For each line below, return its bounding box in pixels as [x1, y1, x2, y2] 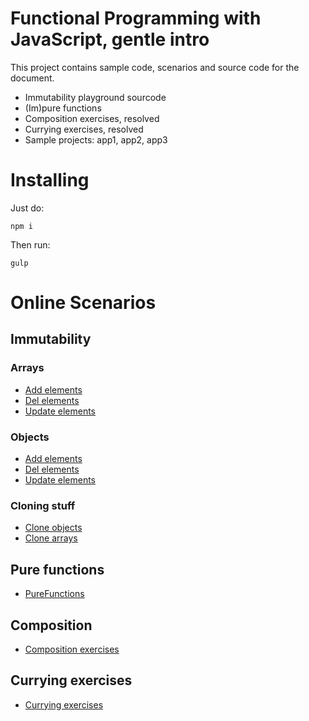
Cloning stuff [10, 498, 76, 512]
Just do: [10, 202, 45, 214]
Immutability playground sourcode [24, 91, 167, 103]
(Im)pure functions [24, 102, 102, 114]
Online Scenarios [10, 292, 157, 314]
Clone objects [24, 522, 83, 534]
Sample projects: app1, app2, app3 [24, 133, 168, 146]
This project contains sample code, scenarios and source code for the [10, 61, 300, 73]
